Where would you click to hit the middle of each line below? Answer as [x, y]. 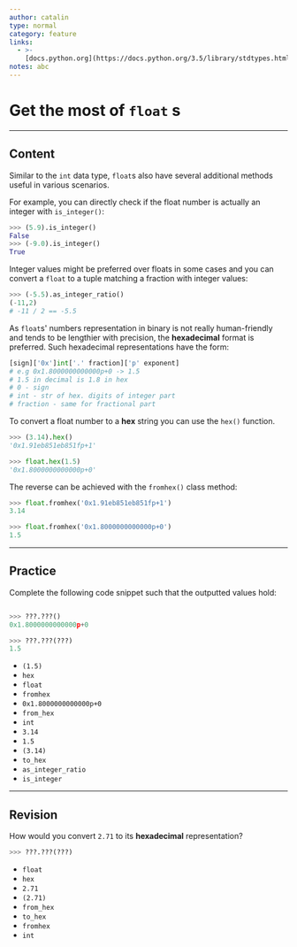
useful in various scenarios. [59, 185]
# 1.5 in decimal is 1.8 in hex [69, 380]
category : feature [43, 34]
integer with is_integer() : [57, 211]
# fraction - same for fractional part [83, 404]
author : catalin [39, 17]
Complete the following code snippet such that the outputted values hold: [143, 592]
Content [32, 154]
